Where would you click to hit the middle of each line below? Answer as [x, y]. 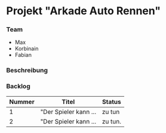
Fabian [23, 55]
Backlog [19, 86]
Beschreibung [27, 71]
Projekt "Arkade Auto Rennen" [84, 11]
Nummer [22, 102]
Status [111, 102]
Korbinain [27, 49]
